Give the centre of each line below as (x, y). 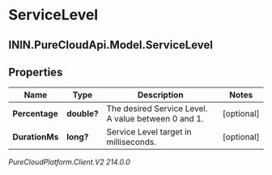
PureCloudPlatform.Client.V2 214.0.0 (70, 162)
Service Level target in (149, 132)
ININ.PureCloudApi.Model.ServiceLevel (110, 45)
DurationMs (36, 137)
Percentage (35, 113)
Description (160, 95)
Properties (36, 72)
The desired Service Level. (157, 109)
